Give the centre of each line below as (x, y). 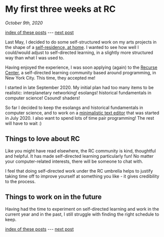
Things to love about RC (43, 139)
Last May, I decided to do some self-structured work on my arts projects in (81, 42)
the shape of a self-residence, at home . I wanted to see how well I (72, 47)
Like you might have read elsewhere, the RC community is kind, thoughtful (81, 151)
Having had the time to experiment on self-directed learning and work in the (82, 209)
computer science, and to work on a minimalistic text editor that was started (82, 113)
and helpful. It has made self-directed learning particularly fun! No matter (80, 156)
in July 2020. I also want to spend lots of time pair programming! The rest (80, 118)
